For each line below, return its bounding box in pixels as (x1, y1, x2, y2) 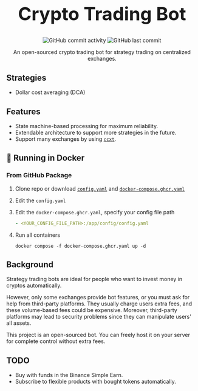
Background (6, 259, 53, 270)
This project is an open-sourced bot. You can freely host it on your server (6, 331, 190, 339)
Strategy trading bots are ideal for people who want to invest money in (6, 276, 183, 283)
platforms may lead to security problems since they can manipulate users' (6, 313, 191, 321)
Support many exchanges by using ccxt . (15, 135, 117, 143)
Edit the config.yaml (15, 197, 66, 204)
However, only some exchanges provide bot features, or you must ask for (6, 294, 190, 301)
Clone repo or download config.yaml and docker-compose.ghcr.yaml (15, 185, 185, 192)
